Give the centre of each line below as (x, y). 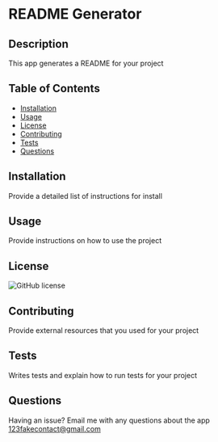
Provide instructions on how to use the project (85, 241)
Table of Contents (55, 88)
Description (38, 44)
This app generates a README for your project (86, 63)
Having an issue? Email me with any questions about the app (109, 420)
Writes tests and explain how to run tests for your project (103, 375)
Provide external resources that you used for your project (104, 330)
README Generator (75, 14)
